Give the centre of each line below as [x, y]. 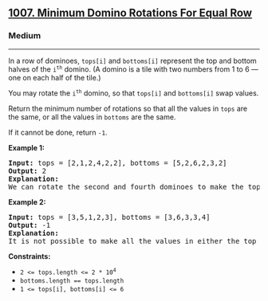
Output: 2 [27, 171]
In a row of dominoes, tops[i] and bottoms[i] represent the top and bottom [132, 61]
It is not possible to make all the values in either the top [132, 241]
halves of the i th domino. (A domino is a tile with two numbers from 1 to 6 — [134, 69]
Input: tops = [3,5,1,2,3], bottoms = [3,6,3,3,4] [109, 217]
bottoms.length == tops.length [72, 281]
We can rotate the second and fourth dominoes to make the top [134, 187]
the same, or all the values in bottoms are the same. [92, 117]
